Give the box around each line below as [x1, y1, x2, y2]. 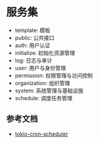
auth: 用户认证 [14, 42, 50, 49]
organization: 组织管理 [14, 79, 70, 86]
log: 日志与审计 [14, 57, 53, 64]
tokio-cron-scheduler [14, 130, 68, 138]
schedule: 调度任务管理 [14, 94, 73, 101]
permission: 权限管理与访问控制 [14, 72, 93, 79]
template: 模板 [14, 27, 51, 34]
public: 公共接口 [14, 34, 55, 41]
